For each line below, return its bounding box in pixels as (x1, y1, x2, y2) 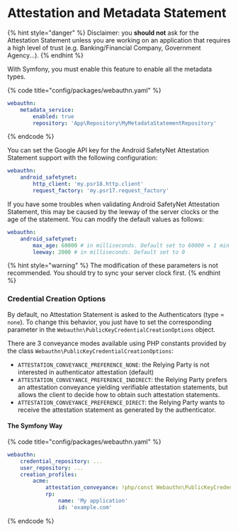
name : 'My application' (57, 498, 129, 505)
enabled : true (33, 113, 74, 120)
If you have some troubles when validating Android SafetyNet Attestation (7, 200, 220, 208)
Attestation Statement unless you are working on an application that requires (7, 35, 231, 44)
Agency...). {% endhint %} (7, 51, 84, 60)
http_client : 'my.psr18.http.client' (33, 181, 144, 188)
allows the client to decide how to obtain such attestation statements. (17, 390, 220, 398)
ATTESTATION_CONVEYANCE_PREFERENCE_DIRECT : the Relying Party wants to (17, 398, 225, 406)
